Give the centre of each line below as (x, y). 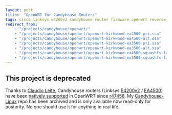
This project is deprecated (48, 78)
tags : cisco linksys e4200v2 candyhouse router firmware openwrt (76, 19)
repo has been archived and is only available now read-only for (84, 101)
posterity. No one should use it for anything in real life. (62, 107)
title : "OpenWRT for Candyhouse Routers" (51, 15)
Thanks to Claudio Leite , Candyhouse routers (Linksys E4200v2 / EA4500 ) (84, 90)
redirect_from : (21, 24)
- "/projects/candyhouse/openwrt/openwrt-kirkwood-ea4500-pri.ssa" (88, 34)
